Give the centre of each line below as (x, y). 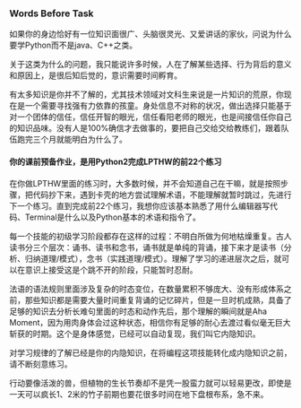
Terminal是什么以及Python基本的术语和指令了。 (113, 217)
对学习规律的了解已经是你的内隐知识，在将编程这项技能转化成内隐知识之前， (150, 352)
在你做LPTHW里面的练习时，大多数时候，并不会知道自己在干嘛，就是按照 (145, 183)
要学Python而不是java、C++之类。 (73, 45)
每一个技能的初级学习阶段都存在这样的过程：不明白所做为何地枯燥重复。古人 (150, 236)
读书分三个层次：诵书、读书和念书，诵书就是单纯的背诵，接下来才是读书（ (146, 247)
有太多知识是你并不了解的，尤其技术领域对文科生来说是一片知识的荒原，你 (146, 95)
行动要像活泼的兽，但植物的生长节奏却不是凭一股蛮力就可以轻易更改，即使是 (150, 383)
